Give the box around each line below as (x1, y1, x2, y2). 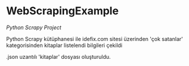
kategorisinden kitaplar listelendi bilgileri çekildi (6, 42, 123, 49)
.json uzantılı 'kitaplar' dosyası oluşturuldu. (6, 53, 111, 60)
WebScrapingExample (6, 4, 119, 18)
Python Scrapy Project (6, 24, 61, 31)
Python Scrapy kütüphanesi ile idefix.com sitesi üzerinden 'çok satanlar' (6, 35, 184, 42)
